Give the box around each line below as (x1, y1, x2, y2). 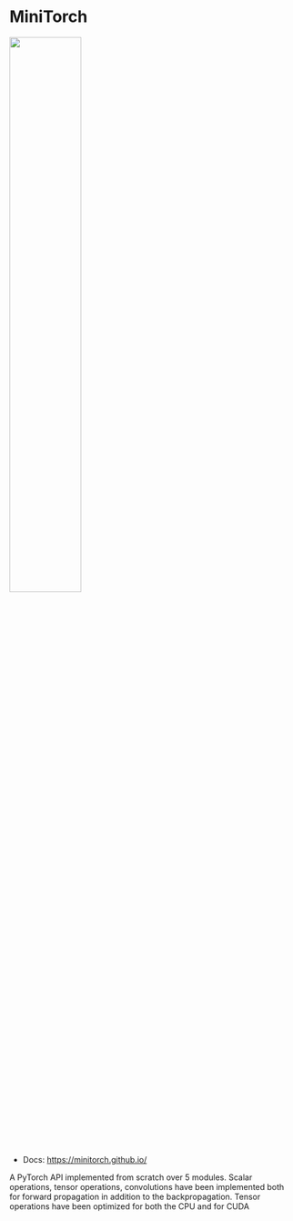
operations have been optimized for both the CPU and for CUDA (9, 1200, 250, 1212)
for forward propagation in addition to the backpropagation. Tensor (9, 1191, 261, 1202)
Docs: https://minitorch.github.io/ (22, 1154, 147, 1165)
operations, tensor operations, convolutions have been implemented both (9, 1181, 285, 1192)
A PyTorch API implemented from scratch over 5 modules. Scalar (9, 1172, 253, 1183)
